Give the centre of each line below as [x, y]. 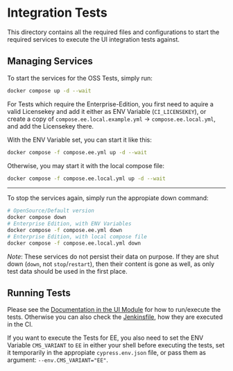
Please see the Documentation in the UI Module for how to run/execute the [114, 310]
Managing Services [50, 61]
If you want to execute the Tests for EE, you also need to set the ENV [105, 338]
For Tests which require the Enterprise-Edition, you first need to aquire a [110, 104]
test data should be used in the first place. [67, 271]
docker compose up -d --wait [49, 91]
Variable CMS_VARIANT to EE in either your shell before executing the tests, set [116, 345]
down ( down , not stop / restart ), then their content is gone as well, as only [111, 264]
